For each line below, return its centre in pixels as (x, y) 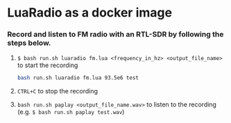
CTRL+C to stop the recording (58, 91)
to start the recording (48, 65)
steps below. (29, 43)
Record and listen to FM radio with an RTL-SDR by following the (115, 35)
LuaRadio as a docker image (89, 13)
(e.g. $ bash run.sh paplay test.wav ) (71, 112)
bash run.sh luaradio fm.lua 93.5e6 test (78, 78)
